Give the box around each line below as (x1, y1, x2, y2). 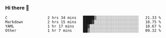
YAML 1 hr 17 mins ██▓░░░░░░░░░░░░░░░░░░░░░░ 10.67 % (5, 24, 162, 29)
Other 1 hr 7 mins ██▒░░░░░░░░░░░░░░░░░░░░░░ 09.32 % (5, 28, 162, 33)
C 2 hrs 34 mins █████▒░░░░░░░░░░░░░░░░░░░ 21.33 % (5, 16, 162, 20)
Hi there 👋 (5, 4, 30, 11)
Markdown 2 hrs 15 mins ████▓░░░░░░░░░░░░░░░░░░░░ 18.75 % (5, 19, 162, 25)
